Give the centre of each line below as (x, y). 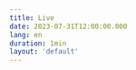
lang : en (26, 35)
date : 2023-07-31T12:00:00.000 (68, 26)
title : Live (32, 18)
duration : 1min (38, 43)
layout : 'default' (44, 52)
